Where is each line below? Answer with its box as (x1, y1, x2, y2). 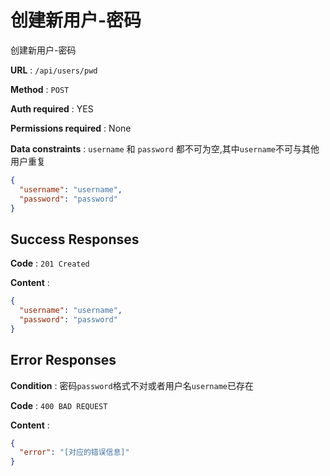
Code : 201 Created (10, 257, 90, 270)
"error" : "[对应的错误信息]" (19, 447, 130, 458)
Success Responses (10, 231, 140, 248)
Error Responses (10, 352, 117, 369)
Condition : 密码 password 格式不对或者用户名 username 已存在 (10, 379, 254, 391)
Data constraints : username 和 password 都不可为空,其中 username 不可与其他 (10, 142, 320, 155)
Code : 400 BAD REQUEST (10, 399, 108, 411)
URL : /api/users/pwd (10, 64, 98, 76)
